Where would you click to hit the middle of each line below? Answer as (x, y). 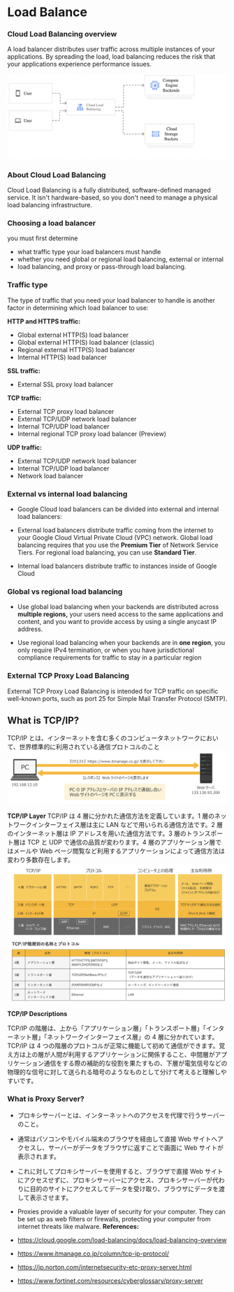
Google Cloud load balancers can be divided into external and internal (118, 509)
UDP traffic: (24, 447)
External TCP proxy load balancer (66, 411)
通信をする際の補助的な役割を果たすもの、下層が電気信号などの (136, 1063)
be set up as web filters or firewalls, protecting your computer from (114, 1218)
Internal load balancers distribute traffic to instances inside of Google (117, 566)
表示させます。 (51, 1197)
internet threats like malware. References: (78, 1226)
